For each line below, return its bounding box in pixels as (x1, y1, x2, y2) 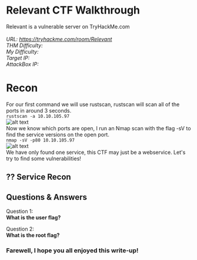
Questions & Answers (6, 192, 87, 202)
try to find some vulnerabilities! (6, 154, 81, 162)
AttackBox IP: (6, 60, 39, 68)
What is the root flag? (6, 232, 60, 239)
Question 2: (6, 225, 34, 233)
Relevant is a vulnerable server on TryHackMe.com (6, 23, 131, 30)
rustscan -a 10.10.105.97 (6, 113, 69, 119)
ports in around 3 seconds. (6, 107, 72, 114)
